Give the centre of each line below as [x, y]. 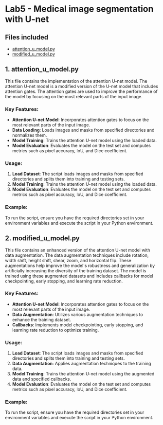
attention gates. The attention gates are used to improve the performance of [81, 91]
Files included [27, 37]
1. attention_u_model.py [42, 69]
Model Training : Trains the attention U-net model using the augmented [83, 374]
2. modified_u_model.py [42, 239]
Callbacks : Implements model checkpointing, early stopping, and [78, 325]
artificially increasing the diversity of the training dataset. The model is [76, 270]
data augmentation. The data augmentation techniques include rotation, [77, 255]
